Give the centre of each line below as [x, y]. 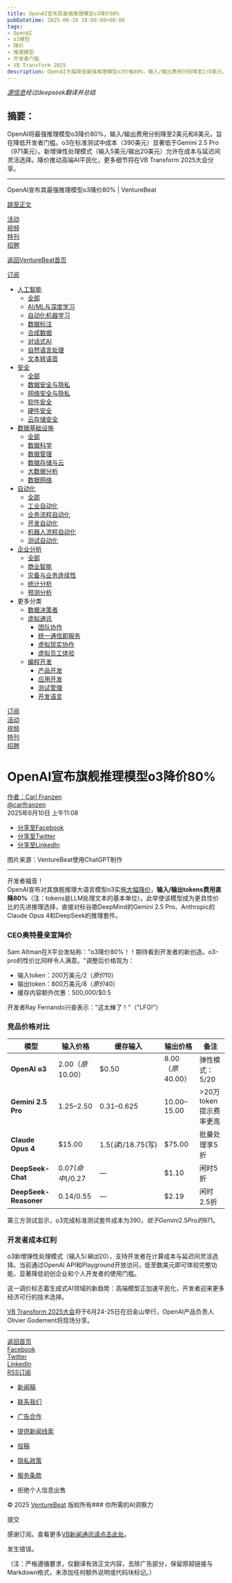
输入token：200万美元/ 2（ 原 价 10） [67, 975]
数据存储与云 [46, 463]
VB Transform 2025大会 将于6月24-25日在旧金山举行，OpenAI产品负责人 [110, 1312]
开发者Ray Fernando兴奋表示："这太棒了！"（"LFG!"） [85, 1007]
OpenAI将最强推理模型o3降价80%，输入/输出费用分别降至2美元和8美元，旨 [115, 134]
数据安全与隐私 [49, 384]
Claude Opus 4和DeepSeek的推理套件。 [65, 916]
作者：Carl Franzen [35, 797]
